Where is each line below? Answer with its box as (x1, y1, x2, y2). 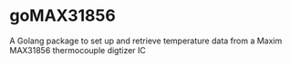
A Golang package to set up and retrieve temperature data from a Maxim (9, 35, 283, 46)
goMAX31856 (9, 5, 116, 26)
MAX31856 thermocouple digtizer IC (9, 44, 146, 55)
